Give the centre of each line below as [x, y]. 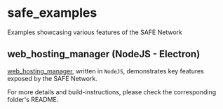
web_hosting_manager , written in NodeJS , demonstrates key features [106, 71]
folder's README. [33, 99]
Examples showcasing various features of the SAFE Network [95, 32]
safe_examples [52, 13]
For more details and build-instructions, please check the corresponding [112, 92]
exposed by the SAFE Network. [53, 78]
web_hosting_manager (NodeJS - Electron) [104, 54]
